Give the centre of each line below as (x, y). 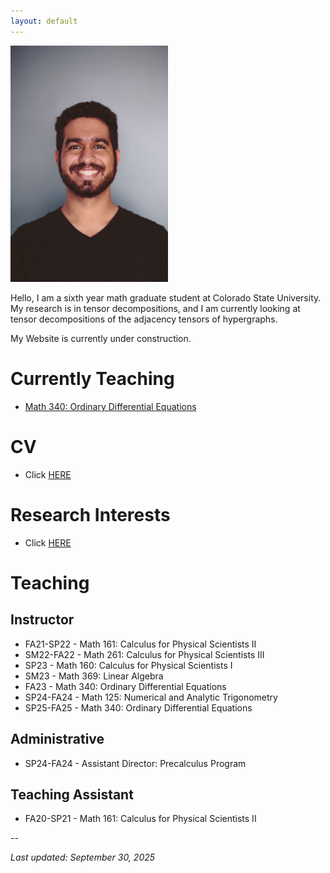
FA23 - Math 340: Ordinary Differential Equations (125, 686)
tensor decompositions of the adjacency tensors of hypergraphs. (144, 319)
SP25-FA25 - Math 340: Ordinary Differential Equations (138, 707)
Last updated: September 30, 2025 (83, 857)
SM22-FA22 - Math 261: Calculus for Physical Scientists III (144, 654)
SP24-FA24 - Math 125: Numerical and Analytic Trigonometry (151, 697)
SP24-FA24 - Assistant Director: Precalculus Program (135, 763)
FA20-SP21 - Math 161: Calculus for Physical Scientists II (140, 819)
